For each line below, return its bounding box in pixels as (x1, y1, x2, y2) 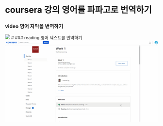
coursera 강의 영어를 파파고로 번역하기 (5, 4, 152, 16)
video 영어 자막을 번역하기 (5, 23, 64, 30)
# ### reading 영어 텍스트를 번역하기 (11, 35, 82, 41)
